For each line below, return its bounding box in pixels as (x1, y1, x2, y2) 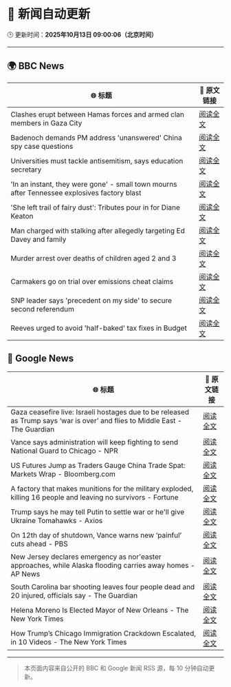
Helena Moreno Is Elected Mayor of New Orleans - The (10, 605, 189, 615)
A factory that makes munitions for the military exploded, (10, 484, 194, 493)
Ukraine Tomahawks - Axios (10, 515, 103, 525)
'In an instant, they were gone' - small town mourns (10, 179, 177, 189)
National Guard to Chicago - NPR (10, 446, 118, 455)
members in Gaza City (10, 118, 82, 127)
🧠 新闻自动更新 (7, 6, 91, 22)
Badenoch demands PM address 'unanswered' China (10, 132, 182, 142)
